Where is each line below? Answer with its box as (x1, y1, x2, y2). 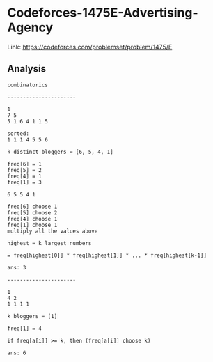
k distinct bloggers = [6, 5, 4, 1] (7, 148, 113, 155)
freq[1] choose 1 (7, 221, 58, 228)
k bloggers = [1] (7, 313, 58, 320)
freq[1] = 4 (7, 325, 42, 332)
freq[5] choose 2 (7, 209, 58, 217)
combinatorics (7, 81, 49, 88)
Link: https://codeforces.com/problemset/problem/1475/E (7, 42, 173, 51)
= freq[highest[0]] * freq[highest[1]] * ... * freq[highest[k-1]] (7, 252, 207, 259)
